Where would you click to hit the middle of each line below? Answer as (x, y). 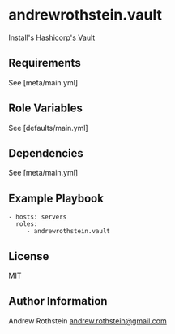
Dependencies (46, 153)
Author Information (58, 301)
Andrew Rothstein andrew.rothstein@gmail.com (88, 321)
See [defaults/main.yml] (48, 128)
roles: (27, 224)
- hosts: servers (38, 217)
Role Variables (45, 108)
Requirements (45, 63)
